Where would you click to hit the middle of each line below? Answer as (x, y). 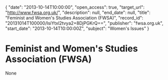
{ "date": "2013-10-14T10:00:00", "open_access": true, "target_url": (75, 7)
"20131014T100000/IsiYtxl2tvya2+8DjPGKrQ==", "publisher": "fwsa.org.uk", (84, 23)
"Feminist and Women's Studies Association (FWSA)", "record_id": (74, 18)
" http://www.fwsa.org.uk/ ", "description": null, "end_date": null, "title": (78, 12)
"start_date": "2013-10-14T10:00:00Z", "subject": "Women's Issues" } (77, 28)
